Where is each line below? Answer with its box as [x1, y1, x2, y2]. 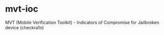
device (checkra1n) [5, 24, 44, 30]
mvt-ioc [5, 3, 39, 15]
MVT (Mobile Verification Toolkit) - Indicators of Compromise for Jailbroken [5, 19, 160, 25]
